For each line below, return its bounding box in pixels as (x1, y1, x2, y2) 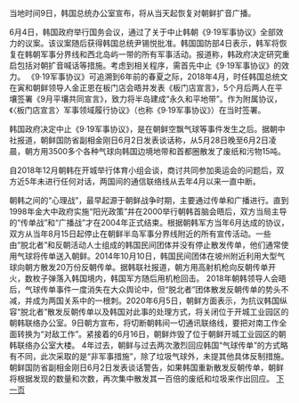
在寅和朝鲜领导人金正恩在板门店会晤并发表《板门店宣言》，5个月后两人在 (9, 83, 276, 93)
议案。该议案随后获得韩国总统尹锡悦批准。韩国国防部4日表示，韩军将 (24, 38, 280, 48)
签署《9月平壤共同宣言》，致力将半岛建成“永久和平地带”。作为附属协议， (16, 94, 283, 104)
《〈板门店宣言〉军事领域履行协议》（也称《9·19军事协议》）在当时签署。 (9, 105, 266, 115)
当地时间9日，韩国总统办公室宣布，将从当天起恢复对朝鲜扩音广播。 (9, 8, 256, 18)
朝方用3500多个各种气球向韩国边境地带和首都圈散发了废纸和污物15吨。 (24, 146, 287, 156)
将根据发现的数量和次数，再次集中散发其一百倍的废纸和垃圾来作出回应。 (9, 374, 274, 383)
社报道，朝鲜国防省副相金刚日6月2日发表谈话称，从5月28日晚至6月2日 (9, 135, 269, 145)
